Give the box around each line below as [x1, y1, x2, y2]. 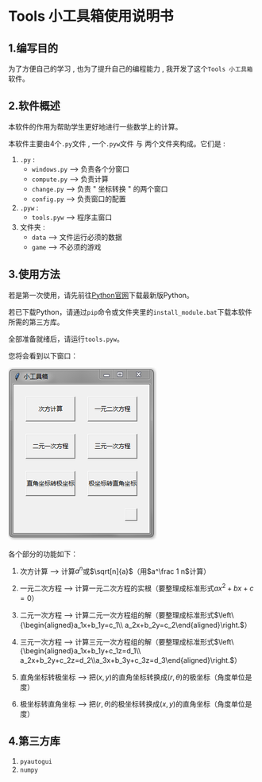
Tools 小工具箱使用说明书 [8, 7, 174, 25]
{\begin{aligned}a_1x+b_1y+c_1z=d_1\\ [19, 645, 141, 656]
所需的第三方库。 [8, 317, 64, 327]
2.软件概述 [8, 99, 61, 113]
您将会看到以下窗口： [8, 350, 78, 360]
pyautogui [19, 757, 53, 765]
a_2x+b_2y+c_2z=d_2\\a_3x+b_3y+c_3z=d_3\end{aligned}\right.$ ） [19, 655, 242, 664]
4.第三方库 [8, 734, 61, 748]
